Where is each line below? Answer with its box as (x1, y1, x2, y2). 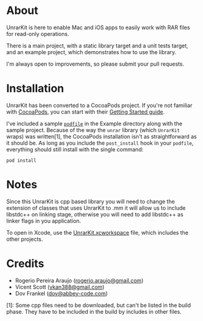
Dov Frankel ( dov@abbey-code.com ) (15, 289, 108, 297)
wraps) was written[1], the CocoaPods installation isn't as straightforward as (6, 133, 197, 140)
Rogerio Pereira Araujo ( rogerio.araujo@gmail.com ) (15, 277, 144, 284)
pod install (6, 157, 36, 164)
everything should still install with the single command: (6, 145, 144, 153)
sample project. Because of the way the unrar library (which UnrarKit (6, 126, 181, 134)
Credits (6, 257, 44, 271)
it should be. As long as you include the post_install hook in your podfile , (6, 139, 194, 147)
